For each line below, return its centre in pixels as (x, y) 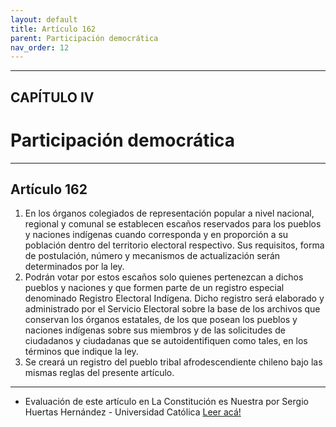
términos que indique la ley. (81, 352)
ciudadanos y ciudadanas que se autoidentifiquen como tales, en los (166, 341)
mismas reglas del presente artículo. (99, 373)
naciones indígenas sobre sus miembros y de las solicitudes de (155, 330)
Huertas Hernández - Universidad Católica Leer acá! (133, 412)
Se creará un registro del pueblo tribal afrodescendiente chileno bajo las (173, 362)
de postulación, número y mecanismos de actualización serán (152, 256)
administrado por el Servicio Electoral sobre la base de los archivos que (172, 309)
